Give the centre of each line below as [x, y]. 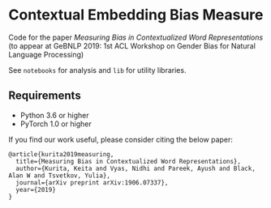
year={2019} [36, 189]
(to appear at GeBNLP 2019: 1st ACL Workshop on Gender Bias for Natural [132, 45]
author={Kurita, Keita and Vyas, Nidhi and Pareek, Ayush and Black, [135, 168]
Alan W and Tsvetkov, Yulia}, [60, 176]
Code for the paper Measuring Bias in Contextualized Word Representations [136, 37]
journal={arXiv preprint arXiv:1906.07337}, [92, 183]
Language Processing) [46, 54]
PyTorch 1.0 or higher [56, 124]
